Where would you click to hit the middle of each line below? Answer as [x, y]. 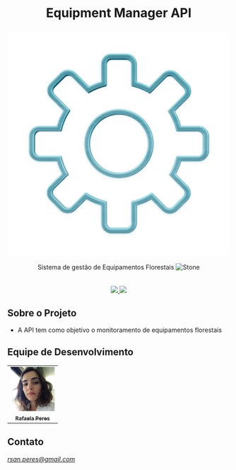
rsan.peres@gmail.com [41, 459]
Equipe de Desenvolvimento [71, 352]
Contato [25, 442]
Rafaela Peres [33, 418]
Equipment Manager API [119, 13]
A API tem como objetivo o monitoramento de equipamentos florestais [120, 330]
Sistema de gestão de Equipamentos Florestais [106, 268]
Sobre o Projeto [42, 313]
